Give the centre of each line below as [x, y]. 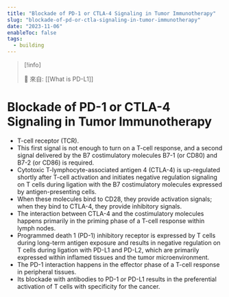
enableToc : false [32, 33]
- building [29, 45]
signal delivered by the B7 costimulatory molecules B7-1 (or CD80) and [117, 155]
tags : [15, 39]
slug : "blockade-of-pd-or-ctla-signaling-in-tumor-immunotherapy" [104, 20]
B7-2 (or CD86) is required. [56, 163]
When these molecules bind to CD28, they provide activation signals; [114, 199]
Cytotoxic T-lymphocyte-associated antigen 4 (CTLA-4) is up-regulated [119, 169]
